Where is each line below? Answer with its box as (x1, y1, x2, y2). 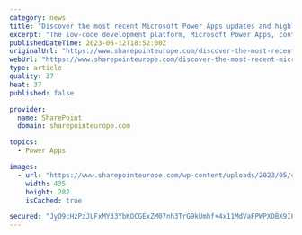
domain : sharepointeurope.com (17, 122, 130, 131)
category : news (9, 13, 67, 23)
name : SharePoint (17, 113, 83, 122)
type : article (9, 64, 63, 73)
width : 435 (25, 179, 67, 188)
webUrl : (9, 55, 39, 64)
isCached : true (25, 195, 83, 205)
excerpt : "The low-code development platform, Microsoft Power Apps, (9, 30, 276, 39)
